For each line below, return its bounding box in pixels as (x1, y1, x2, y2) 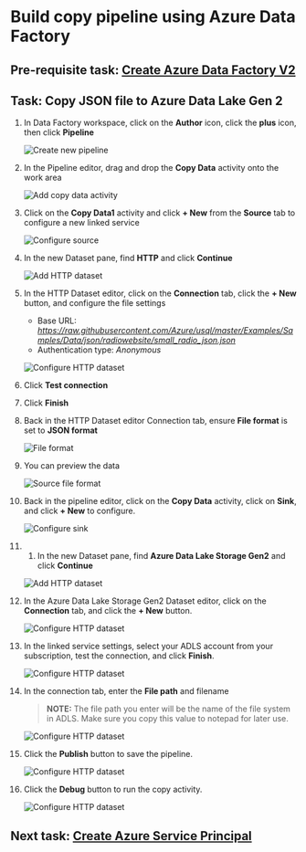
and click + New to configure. (23, 505, 136, 517)
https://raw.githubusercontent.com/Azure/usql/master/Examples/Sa (37, 325, 293, 336)
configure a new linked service (23, 217, 140, 228)
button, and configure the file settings (23, 298, 166, 309)
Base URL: (37, 315, 77, 326)
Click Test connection (23, 380, 109, 391)
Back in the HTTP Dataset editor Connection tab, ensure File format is (23, 415, 289, 426)
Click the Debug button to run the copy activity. (23, 784, 203, 795)
